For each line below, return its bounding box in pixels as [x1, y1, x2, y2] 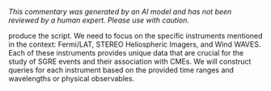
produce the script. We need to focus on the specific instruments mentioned [8, 31, 263, 40]
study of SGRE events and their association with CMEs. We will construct [8, 56, 252, 66]
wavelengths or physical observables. [8, 74, 135, 83]
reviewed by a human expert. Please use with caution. [8, 15, 190, 25]
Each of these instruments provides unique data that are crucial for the [8, 48, 244, 57]
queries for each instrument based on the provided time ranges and [8, 65, 235, 75]
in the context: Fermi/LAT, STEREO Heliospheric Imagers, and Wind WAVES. [8, 39, 261, 49]
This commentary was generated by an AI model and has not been [8, 7, 232, 16]
